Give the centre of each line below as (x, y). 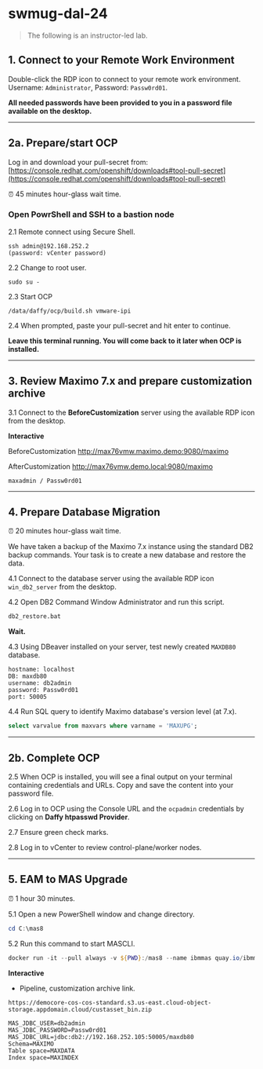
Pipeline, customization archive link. (77, 988)
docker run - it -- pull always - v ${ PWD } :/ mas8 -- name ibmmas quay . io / (126, 958)
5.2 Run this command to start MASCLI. (72, 943)
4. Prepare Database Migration (84, 513)
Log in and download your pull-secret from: (78, 162)
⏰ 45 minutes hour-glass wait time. (65, 194)
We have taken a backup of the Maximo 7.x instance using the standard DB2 (131, 547)
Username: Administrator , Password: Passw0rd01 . (88, 87)
